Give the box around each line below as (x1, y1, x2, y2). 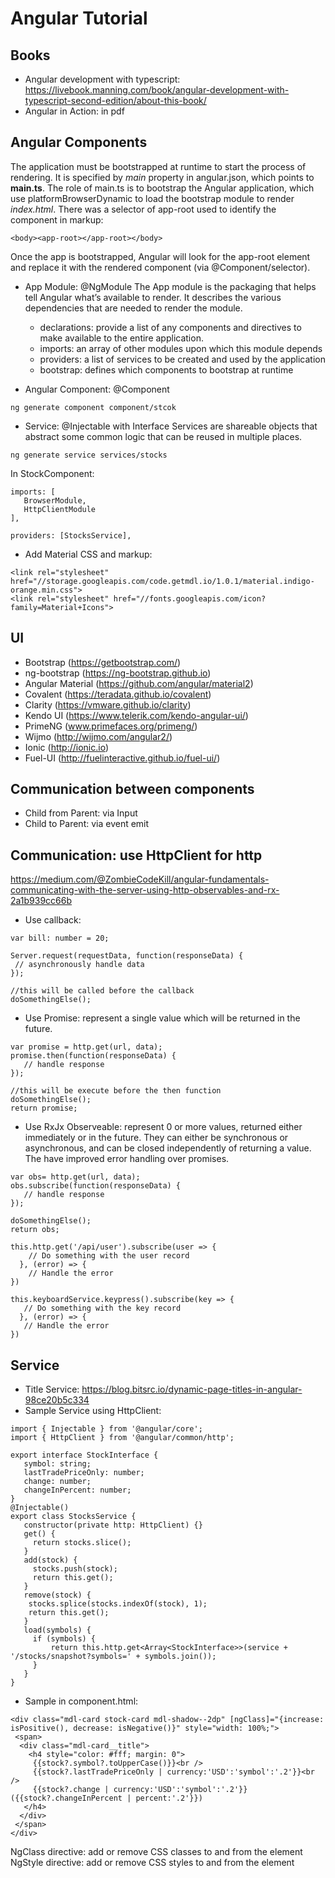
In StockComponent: (10, 467, 95, 479)
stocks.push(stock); (32, 1564, 118, 1574)
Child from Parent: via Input (24, 807, 138, 819)
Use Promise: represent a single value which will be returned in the (24, 1012, 301, 1024)
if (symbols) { (32, 1634, 97, 1644)
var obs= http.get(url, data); (10, 1172, 141, 1182)
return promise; (10, 1103, 78, 1114)
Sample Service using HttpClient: (24, 1405, 162, 1417)
